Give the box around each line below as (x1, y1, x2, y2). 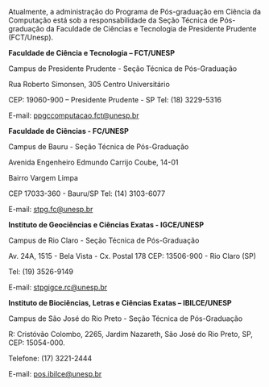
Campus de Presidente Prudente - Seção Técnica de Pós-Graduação (8, 64, 238, 73)
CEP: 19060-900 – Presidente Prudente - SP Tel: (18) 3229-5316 (8, 95, 221, 104)
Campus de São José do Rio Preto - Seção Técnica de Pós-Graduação (8, 314, 243, 323)
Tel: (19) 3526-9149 (8, 267, 74, 277)
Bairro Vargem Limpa (8, 173, 79, 182)
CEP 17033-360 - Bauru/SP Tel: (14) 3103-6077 (8, 189, 166, 198)
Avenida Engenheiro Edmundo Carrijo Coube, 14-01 (8, 157, 179, 167)
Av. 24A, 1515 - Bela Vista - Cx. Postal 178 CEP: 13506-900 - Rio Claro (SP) (8, 252, 256, 260)
